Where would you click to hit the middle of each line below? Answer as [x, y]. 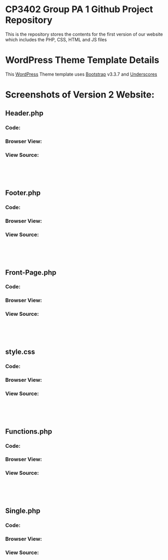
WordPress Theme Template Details [82, 60]
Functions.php [29, 431]
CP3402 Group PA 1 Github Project [79, 9]
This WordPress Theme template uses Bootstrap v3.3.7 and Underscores [81, 74]
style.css [20, 352]
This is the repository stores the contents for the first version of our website [84, 34]
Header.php [25, 113]
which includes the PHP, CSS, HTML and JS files [56, 40]
